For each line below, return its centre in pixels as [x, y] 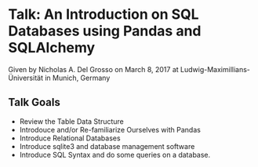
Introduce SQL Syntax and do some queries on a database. [115, 154]
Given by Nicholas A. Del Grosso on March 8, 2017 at [93, 69]
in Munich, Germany [77, 78]
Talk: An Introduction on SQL [104, 15]
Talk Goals [35, 102]
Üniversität [25, 78]
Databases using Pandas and [105, 31]
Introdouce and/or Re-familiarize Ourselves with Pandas [110, 129]
